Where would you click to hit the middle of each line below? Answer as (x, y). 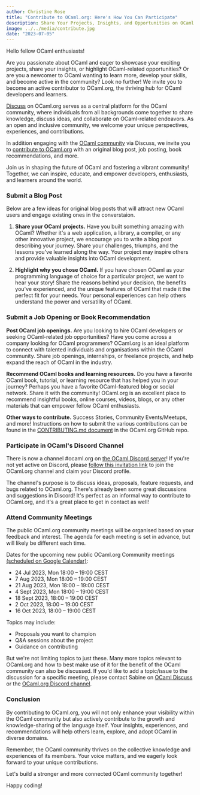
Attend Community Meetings (49, 517)
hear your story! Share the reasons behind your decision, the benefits (101, 283)
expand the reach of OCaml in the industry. (59, 362)
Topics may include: (31, 623)
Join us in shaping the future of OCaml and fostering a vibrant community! (98, 168)
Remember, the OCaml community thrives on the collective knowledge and (98, 750)
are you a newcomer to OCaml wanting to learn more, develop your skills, (97, 75)
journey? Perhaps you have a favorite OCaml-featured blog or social (90, 386)
